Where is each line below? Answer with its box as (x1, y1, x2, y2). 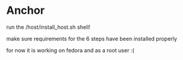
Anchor (6, 4, 45, 17)
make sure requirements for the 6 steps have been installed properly (6, 35, 178, 42)
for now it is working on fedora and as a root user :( (6, 46, 135, 54)
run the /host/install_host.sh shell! (6, 23, 91, 31)
